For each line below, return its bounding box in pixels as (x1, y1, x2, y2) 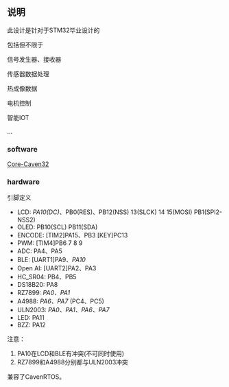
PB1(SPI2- (193, 208, 223, 216)
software (7, 144, 38, 154)
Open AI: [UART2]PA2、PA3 (16, 264, 97, 272)
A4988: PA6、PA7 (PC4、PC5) (16, 297, 105, 305)
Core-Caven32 (7, 160, 49, 168)
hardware (7, 177, 40, 187)
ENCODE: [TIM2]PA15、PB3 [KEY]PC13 (16, 231, 128, 239)
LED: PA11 (16, 314, 45, 322)
